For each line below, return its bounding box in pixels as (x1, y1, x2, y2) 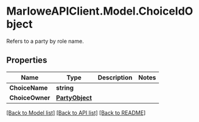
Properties (6, 55, 47, 65)
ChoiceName (9, 84, 48, 92)
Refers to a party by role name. (6, 37, 84, 45)
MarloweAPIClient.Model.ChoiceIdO (6, 4, 194, 18)
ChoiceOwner (9, 93, 51, 102)
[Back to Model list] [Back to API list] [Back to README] (6, 109, 146, 117)
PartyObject (55, 93, 93, 102)
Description (97, 73, 133, 82)
